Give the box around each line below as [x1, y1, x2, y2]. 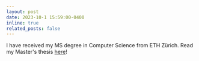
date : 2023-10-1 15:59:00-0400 [6, 14, 85, 20]
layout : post [6, 8, 39, 15]
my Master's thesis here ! [6, 48, 67, 56]
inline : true [6, 20, 39, 26]
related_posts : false [6, 25, 61, 32]
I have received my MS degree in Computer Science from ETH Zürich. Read [6, 42, 194, 49]
